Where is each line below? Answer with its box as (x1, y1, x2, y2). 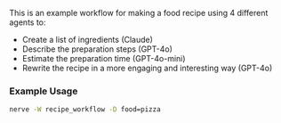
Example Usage (9, 85, 78, 97)
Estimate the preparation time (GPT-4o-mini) (21, 53, 186, 63)
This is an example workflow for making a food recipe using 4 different (9, 8, 269, 18)
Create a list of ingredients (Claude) (21, 35, 154, 45)
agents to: (9, 17, 46, 28)
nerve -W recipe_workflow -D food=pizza (9, 105, 162, 114)
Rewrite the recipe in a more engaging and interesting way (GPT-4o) (21, 62, 273, 73)
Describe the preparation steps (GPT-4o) (21, 44, 173, 54)
